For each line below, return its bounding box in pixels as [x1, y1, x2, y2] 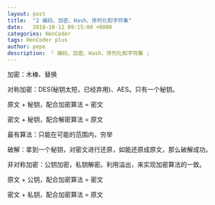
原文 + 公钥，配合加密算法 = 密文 [7, 175, 104, 184]
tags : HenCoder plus [7, 37, 69, 44]
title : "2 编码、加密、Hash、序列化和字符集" [7, 17, 132, 24]
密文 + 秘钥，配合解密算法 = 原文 [7, 115, 104, 124]
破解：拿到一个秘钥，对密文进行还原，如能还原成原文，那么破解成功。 [7, 145, 212, 153]
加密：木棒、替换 [7, 70, 57, 78]
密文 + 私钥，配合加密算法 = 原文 [7, 190, 104, 199]
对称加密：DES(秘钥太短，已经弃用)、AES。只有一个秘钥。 [7, 85, 179, 93]
